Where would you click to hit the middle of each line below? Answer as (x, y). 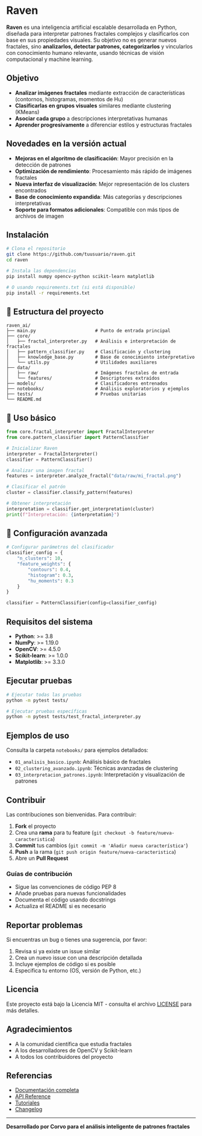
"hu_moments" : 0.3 (51, 581)
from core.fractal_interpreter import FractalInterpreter (80, 432)
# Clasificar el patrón (36, 487)
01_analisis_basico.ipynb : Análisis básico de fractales (83, 762)
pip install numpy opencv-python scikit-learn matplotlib (80, 276)
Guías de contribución (39, 874)
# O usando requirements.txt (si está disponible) (71, 287)
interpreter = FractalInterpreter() (52, 454)
